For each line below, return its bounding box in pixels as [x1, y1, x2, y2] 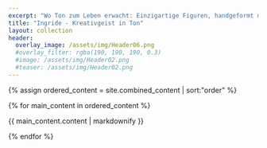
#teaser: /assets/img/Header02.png [15, 64, 133, 72]
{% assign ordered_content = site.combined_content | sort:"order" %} [8, 85, 237, 95]
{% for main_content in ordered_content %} [8, 100, 151, 110]
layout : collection [8, 26, 73, 34]
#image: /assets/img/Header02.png [15, 56, 130, 64]
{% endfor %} [8, 131, 54, 141]
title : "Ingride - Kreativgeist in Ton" [8, 19, 145, 27]
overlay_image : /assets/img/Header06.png [15, 41, 155, 49]
